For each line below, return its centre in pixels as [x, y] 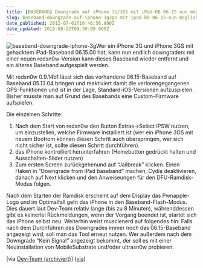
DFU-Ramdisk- [175, 178]
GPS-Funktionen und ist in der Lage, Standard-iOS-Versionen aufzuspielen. [100, 90]
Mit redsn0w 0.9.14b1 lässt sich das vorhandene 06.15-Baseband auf [92, 77]
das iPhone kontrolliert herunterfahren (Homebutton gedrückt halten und [105, 152]
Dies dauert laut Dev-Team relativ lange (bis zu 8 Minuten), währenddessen [100, 209]
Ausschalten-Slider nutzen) [49, 159]
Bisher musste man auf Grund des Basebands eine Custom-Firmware [93, 96]
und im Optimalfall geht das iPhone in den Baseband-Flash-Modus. [104, 202]
